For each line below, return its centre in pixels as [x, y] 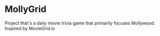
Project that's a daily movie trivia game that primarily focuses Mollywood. [80, 23]
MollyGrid [26, 9]
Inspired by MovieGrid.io [30, 28]
